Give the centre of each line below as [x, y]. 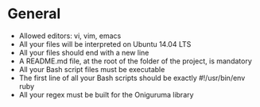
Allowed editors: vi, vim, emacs [70, 36]
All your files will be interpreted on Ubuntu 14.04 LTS [105, 44]
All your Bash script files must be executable [92, 69]
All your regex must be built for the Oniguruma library [106, 94]
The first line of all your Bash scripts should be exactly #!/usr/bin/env [132, 78]
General [34, 14]
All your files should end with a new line [84, 52]
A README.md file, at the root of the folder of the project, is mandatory [135, 61]
